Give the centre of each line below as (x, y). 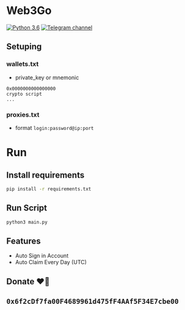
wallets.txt (23, 64)
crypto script (24, 94)
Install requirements (45, 175)
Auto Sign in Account (42, 256)
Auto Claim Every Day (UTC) (51, 262)
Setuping (24, 47)
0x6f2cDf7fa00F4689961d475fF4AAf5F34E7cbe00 (92, 301)
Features (24, 241)
